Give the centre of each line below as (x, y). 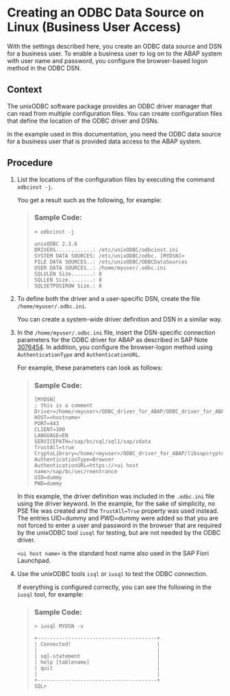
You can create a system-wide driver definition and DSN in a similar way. (119, 319)
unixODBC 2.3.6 (55, 244)
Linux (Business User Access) (94, 27)
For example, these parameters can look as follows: (90, 368)
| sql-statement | (97, 656)
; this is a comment (63, 406)
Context (25, 89)
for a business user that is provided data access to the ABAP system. (104, 141)
